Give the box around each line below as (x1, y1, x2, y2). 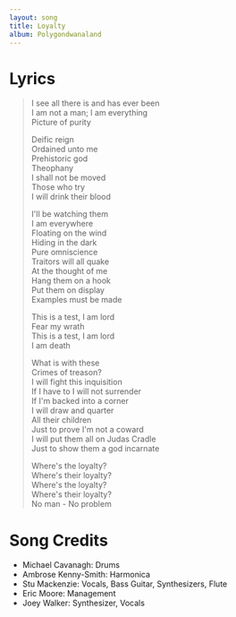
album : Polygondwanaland (9, 30, 102, 39)
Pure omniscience (30, 247, 98, 258)
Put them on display (30, 285, 105, 296)
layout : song (9, 13, 58, 22)
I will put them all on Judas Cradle (30, 433, 156, 444)
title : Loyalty (9, 21, 66, 30)
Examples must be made (30, 295, 122, 305)
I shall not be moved (30, 172, 106, 184)
